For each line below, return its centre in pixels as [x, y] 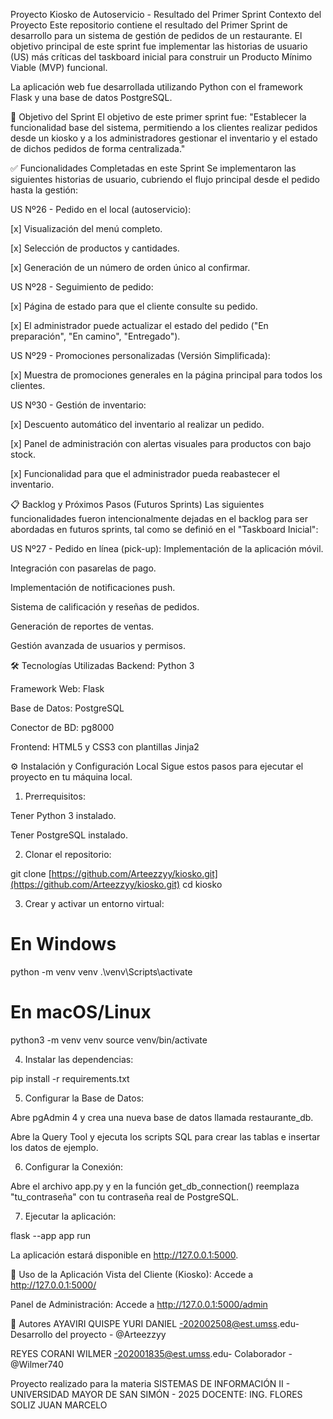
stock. [23, 454]
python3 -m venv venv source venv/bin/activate [109, 1040]
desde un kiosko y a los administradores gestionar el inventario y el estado [164, 138]
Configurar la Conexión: [74, 1166]
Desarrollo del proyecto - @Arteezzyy [88, 1334]
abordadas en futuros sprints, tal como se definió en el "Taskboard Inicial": [164, 529]
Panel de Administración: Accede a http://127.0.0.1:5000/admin [139, 1304]
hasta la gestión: [44, 190]
